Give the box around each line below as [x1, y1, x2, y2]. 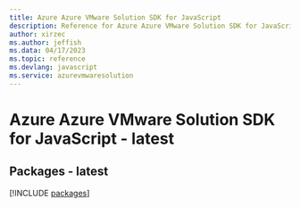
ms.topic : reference [9, 54, 87, 63]
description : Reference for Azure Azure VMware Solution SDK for [9, 21, 257, 30]
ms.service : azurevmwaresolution [9, 71, 134, 80]
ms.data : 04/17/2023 [9, 46, 87, 55]
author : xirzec [9, 29, 66, 38]
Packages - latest [9, 164, 109, 179]
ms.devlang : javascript [9, 63, 98, 72]
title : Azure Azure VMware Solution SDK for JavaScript [9, 12, 221, 22]
